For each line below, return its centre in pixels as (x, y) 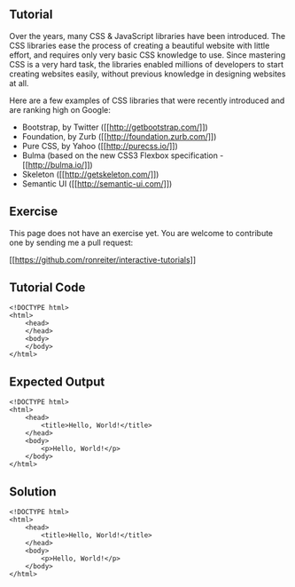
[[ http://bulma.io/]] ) (57, 164)
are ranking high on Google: (60, 109)
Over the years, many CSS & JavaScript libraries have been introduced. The (147, 36)
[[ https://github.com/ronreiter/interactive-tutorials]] (103, 259)
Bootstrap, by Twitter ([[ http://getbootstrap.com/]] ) (115, 127)
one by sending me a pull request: (71, 242)
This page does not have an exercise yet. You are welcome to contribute (141, 233)
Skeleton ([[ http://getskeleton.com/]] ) (90, 174)
